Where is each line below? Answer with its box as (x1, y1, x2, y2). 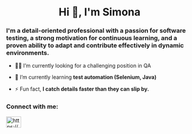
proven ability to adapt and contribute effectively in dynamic (6, 42, 184, 50)
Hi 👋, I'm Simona (58, 5, 141, 19)
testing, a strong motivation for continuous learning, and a (6, 34, 178, 42)
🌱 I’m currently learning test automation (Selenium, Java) (14, 74, 157, 81)
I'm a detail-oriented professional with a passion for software (6, 27, 186, 35)
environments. (6, 49, 49, 57)
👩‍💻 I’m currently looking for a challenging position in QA (14, 62, 151, 69)
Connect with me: (6, 103, 59, 111)
